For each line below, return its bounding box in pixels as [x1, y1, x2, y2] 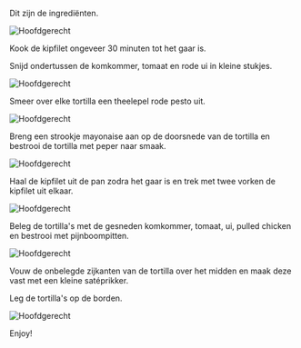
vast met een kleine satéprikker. [9, 275, 129, 285]
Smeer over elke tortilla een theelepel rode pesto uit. [9, 95, 206, 106]
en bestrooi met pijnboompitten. [9, 231, 129, 241]
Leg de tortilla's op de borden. [9, 293, 123, 303]
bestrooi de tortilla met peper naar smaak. [9, 141, 166, 151]
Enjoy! [9, 328, 34, 339]
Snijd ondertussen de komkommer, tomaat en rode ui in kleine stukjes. [9, 61, 273, 71]
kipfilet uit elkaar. [9, 185, 74, 196]
